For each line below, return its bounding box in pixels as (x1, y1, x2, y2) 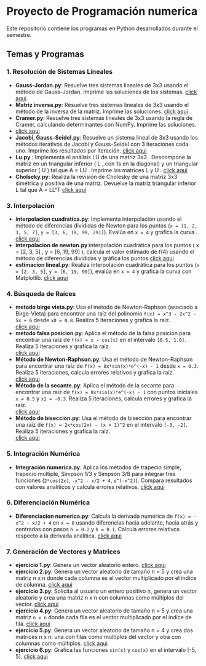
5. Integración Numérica (6, 450, 81, 458)
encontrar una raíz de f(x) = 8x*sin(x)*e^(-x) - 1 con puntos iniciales (15, 389, 198, 396)
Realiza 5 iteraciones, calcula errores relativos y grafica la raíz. (15, 369, 174, 376)
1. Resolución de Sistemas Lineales (6, 68, 113, 76)
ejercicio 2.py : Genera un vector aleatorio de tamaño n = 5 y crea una (15, 568, 193, 576)
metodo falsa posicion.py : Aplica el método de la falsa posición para (15, 330, 191, 337)
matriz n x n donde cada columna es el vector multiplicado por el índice (15, 574, 197, 582)
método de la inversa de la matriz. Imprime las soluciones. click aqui (15, 108, 189, 115)
